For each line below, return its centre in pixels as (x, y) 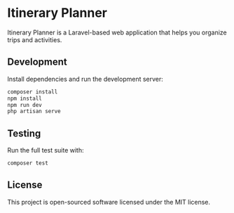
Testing (24, 133)
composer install (33, 92)
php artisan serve (34, 111)
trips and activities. (35, 39)
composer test (28, 163)
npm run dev (25, 105)
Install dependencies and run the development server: (85, 79)
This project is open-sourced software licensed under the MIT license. (109, 202)
